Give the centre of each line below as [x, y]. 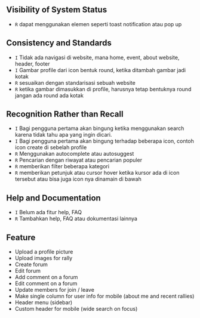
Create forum [31, 264]
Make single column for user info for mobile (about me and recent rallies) [104, 296]
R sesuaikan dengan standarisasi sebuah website [75, 82]
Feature [21, 237]
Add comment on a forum [46, 277]
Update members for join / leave [54, 290]
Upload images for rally [44, 258]
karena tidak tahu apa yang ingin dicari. [63, 135]
